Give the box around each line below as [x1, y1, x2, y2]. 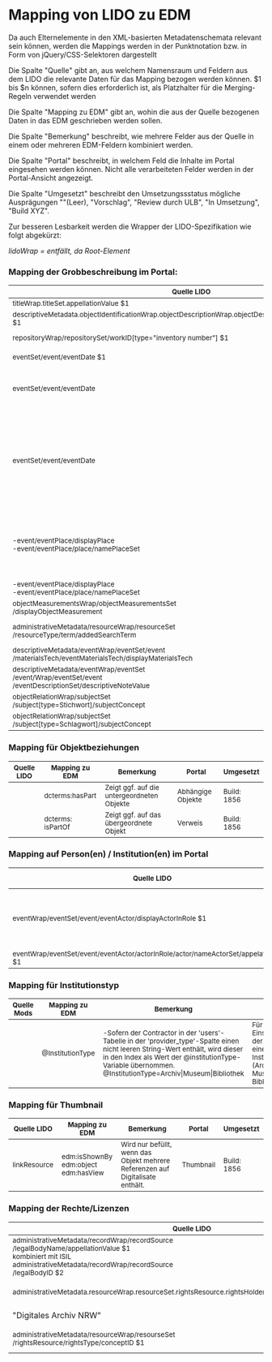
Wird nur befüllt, [121, 1140, 172, 1149]
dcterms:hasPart [44, 791, 97, 800]
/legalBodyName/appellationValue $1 [12, 1244, 131, 1252]
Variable [102, 1061, 130, 1070]
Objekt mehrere [121, 1156, 171, 1166]
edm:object [61, 1160, 98, 1170]
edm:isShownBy [61, 1152, 113, 1162]
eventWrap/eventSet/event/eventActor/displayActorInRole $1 [12, 913, 207, 922]
